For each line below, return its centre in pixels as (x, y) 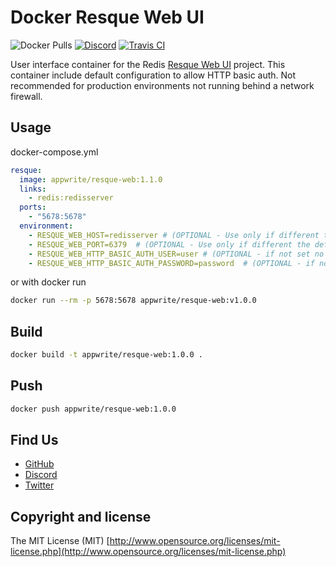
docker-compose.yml (54, 152)
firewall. (26, 96)
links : (33, 189)
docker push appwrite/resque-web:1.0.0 (93, 409)
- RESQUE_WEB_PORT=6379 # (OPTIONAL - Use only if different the (169, 244)
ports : (33, 207)
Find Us (34, 440)
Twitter (39, 485)
